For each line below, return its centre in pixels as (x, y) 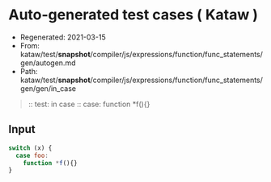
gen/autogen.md (48, 63)
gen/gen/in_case (48, 88)
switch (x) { (30, 148)
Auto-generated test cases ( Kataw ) (133, 15)
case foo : (32, 155)
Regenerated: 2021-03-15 (63, 37)
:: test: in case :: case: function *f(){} (89, 104)
